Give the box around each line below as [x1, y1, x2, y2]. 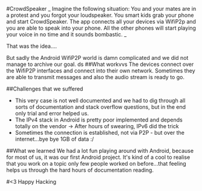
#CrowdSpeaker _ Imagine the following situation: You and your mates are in [6, 5, 197, 12]
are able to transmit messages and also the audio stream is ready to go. [6, 74, 184, 80]
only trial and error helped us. [15, 110, 90, 117]
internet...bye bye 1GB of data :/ [15, 135, 94, 143]
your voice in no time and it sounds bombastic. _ [6, 31, 127, 38]
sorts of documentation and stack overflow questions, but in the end [15, 103, 186, 111]
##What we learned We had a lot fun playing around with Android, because [6, 147, 194, 154]
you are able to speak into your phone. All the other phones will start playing [6, 24, 197, 31]
